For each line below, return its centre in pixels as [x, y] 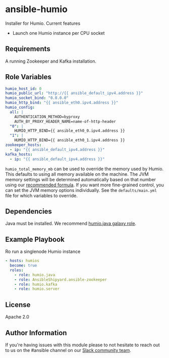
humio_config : [20, 108]
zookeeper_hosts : [23, 145]
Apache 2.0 [17, 317]
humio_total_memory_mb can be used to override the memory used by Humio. [84, 169]
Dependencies [29, 211]
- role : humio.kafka [36, 284]
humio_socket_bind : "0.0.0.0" [37, 98]
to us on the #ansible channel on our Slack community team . [68, 350]
